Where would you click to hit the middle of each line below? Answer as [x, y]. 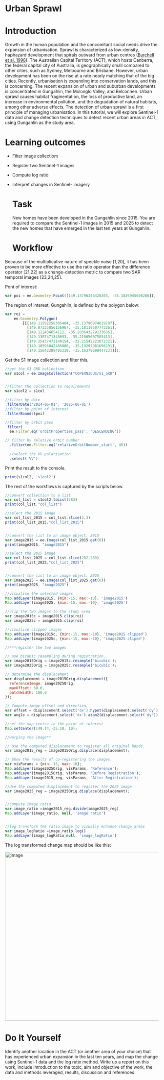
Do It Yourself [33, 1038]
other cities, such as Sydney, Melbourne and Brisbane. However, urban [76, 71]
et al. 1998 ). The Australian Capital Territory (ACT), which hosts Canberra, [79, 60]
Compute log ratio [30, 175]
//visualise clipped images [34, 629]
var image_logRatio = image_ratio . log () [46, 831]
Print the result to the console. [35, 468]
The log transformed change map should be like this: [58, 845]
